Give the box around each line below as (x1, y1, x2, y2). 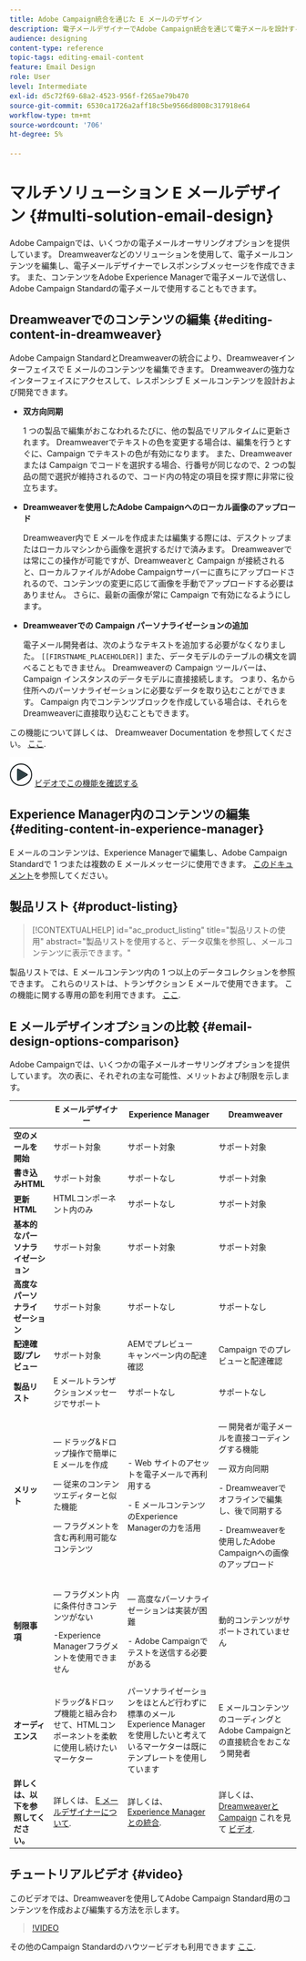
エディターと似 (60, 1489, 117, 1500)
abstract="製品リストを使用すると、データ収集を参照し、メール (46, 936, 285, 947)
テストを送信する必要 (127, 1647, 208, 1658)
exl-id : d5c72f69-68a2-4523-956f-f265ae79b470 (9, 91, 189, 100)
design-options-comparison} (9, 1034, 180, 1049)
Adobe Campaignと (218, 1724, 292, 1735)
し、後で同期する (218, 1505, 283, 1516)
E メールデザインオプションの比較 (9, 1018, 199, 1034)
